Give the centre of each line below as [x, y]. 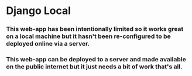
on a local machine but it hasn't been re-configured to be [88, 36]
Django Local [39, 11]
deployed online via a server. [48, 44]
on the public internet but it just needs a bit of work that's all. [94, 67]
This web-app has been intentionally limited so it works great [95, 29]
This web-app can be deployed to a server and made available [96, 60]
